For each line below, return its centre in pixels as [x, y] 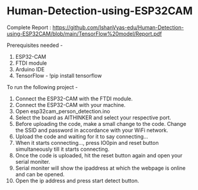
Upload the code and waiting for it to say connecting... [82, 136]
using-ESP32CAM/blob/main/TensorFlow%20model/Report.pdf [84, 33]
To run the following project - [42, 87]
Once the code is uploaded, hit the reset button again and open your [99, 155]
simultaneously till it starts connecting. [62, 149]
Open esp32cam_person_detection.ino [63, 111]
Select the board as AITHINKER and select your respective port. [93, 118]
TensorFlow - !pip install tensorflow [59, 75]
